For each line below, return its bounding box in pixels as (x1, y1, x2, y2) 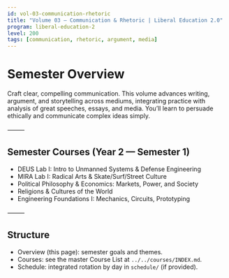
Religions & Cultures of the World (17, 186, 113, 196)
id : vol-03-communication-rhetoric (7, 10, 111, 17)
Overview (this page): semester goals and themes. (17, 247, 163, 256)
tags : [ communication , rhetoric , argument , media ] (7, 36, 158, 43)
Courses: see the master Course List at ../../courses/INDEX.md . (17, 255, 202, 263)
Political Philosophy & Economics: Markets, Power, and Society (17, 180, 199, 188)
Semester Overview (7, 66, 125, 82)
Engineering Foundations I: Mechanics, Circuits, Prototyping (17, 194, 191, 203)
